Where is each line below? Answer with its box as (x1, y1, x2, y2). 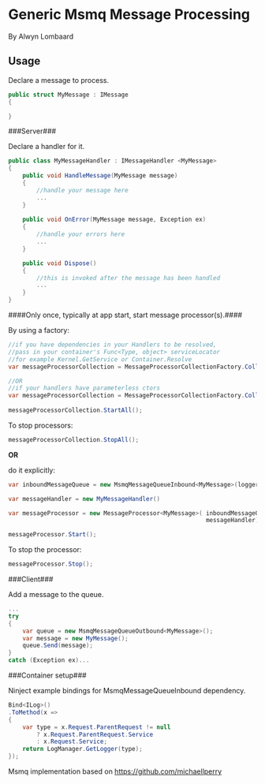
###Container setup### (8, 670, 87, 680)
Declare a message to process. (8, 75, 109, 84)
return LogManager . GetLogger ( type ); (22, 745, 144, 753)
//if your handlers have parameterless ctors (8, 384, 160, 392)
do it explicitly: (8, 465, 55, 475)
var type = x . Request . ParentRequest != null (22, 723, 171, 731)
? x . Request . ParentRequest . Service (36, 730, 154, 738)
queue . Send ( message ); (22, 641, 93, 650)
